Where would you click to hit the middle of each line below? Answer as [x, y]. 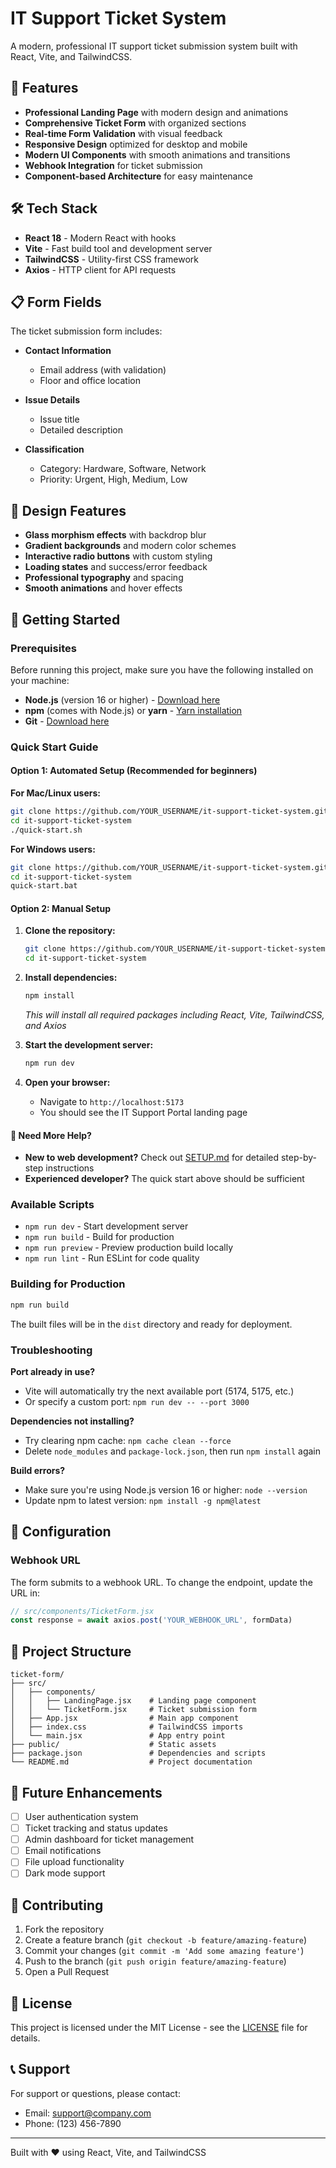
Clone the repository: [70, 931]
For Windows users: [53, 849]
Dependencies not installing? [72, 1421]
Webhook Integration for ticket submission [113, 165]
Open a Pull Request [67, 1972]
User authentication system [81, 1816]
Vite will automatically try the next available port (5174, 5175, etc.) [159, 1391]
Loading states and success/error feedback [116, 567]
